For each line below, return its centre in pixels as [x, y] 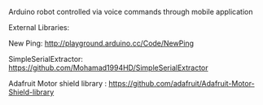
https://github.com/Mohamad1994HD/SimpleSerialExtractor [109, 68]
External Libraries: [39, 27]
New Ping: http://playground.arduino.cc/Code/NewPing [101, 43]
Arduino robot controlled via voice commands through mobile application [131, 12]
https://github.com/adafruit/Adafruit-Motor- [182, 83]
